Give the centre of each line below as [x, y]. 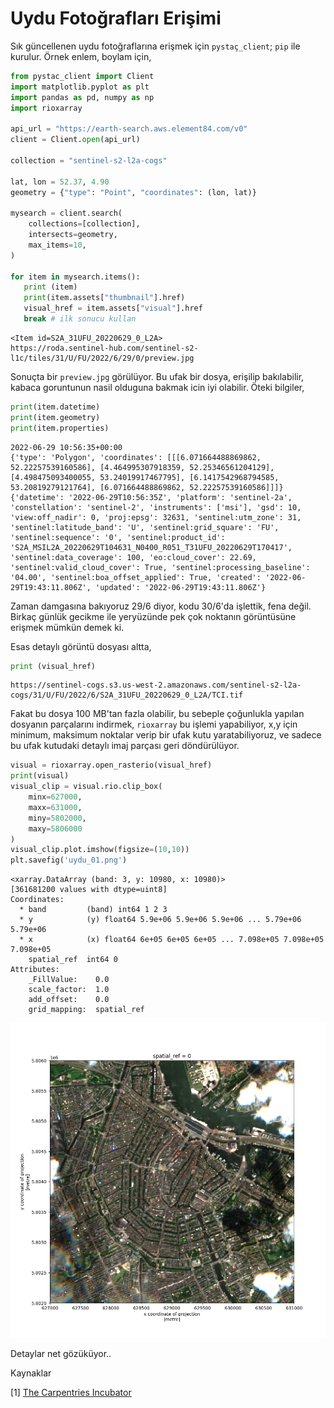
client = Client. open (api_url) [75, 140]
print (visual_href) [53, 666]
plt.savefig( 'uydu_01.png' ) [69, 860]
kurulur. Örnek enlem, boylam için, [81, 56]
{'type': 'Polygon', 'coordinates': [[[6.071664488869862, [136, 457]
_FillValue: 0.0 [69, 980]
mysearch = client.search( [66, 213]
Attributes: [35, 970]
